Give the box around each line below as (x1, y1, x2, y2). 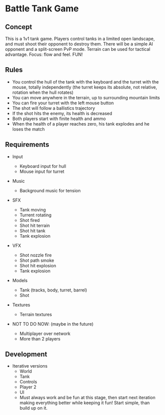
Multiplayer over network (19, 331, 70, 336)
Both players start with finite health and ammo (12, 116, 106, 122)
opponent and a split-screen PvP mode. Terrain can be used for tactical (5, 46, 150, 52)
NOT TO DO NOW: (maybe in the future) (12, 321, 94, 327)
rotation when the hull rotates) (12, 89, 74, 95)
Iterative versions (12, 363, 48, 369)
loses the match (12, 126, 45, 132)
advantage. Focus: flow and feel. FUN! (5, 51, 83, 57)
